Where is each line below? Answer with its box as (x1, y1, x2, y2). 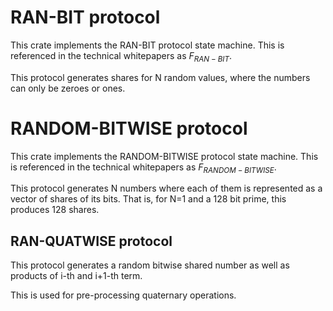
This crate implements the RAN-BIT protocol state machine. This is (10, 39, 285, 51)
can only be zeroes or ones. (10, 82, 126, 94)
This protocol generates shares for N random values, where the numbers (10, 71, 311, 83)
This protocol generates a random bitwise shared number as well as (10, 259, 290, 271)
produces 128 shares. (10, 204, 100, 216)
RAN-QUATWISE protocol (10, 232, 173, 250)
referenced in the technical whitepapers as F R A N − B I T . (10, 49, 233, 64)
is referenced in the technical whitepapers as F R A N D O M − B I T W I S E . (10, 161, 277, 175)
